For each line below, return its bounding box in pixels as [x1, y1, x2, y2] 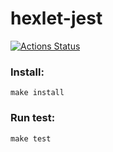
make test [10, 133, 52, 144]
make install [10, 88, 65, 98]
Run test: [10, 111, 56, 125]
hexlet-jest [10, 7, 103, 30]
